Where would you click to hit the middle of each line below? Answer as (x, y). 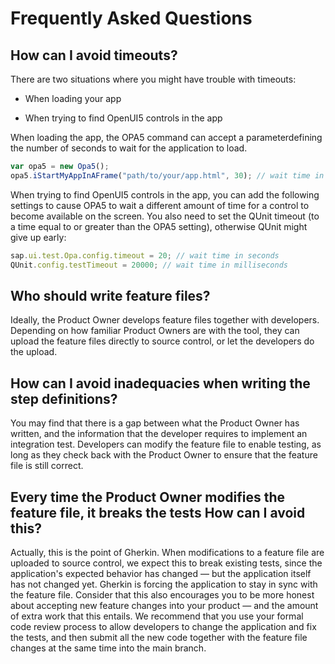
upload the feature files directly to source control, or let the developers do (162, 341)
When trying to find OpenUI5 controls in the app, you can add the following (165, 194)
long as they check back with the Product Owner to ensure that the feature (164, 455)
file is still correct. (47, 466)
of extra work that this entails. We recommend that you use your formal (157, 616)
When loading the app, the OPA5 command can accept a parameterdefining (166, 137)
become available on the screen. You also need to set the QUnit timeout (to (165, 216)
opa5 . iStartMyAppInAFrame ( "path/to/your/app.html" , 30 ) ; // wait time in (167, 175)
